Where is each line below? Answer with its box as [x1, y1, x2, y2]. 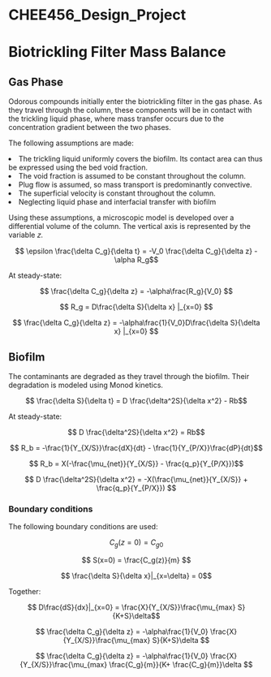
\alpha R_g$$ [114, 255, 159, 265]
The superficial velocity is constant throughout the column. [19, 188, 217, 198]
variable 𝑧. [8, 230, 43, 240]
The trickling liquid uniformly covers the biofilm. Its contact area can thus [19, 154, 263, 164]
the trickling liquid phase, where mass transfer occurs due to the [8, 114, 225, 123]
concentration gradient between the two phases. [8, 123, 172, 132]
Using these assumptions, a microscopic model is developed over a [8, 213, 234, 222]
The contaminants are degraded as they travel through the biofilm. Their [8, 372, 250, 381]
